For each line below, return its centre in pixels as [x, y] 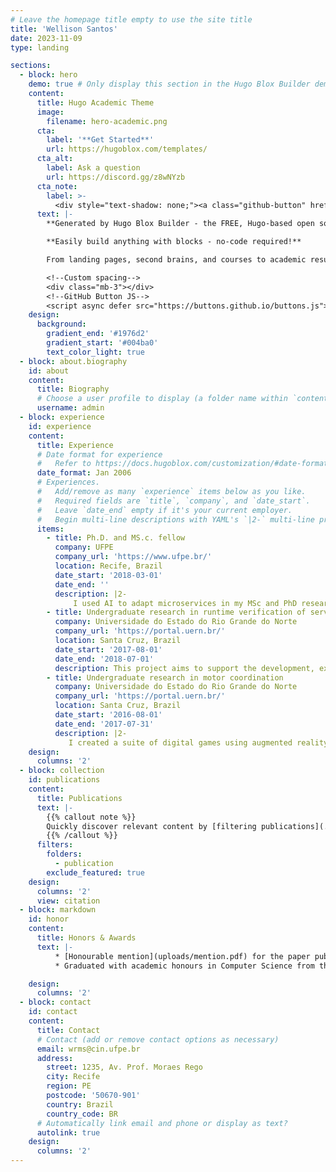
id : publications [64, 780]
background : [61, 324]
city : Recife [73, 1077]
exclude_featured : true [95, 872]
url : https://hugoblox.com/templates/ [127, 149]
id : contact [53, 1012]
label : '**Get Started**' [100, 140]
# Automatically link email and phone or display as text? [162, 1123]
